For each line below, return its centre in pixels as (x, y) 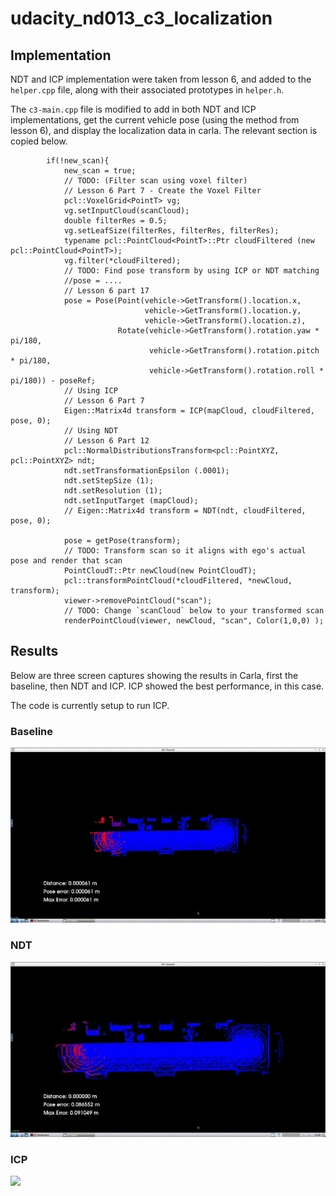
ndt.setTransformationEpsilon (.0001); (146, 471)
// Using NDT (90, 431)
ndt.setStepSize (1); (109, 481)
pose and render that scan (66, 561)
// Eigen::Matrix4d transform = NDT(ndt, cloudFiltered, (185, 511)
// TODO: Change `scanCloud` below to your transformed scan (194, 611)
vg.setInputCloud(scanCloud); (126, 211)
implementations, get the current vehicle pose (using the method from (155, 120)
